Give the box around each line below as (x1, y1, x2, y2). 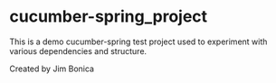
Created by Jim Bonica (9, 63, 95, 74)
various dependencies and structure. (9, 45, 148, 56)
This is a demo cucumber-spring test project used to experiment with (9, 36, 268, 47)
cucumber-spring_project (9, 6, 208, 27)
